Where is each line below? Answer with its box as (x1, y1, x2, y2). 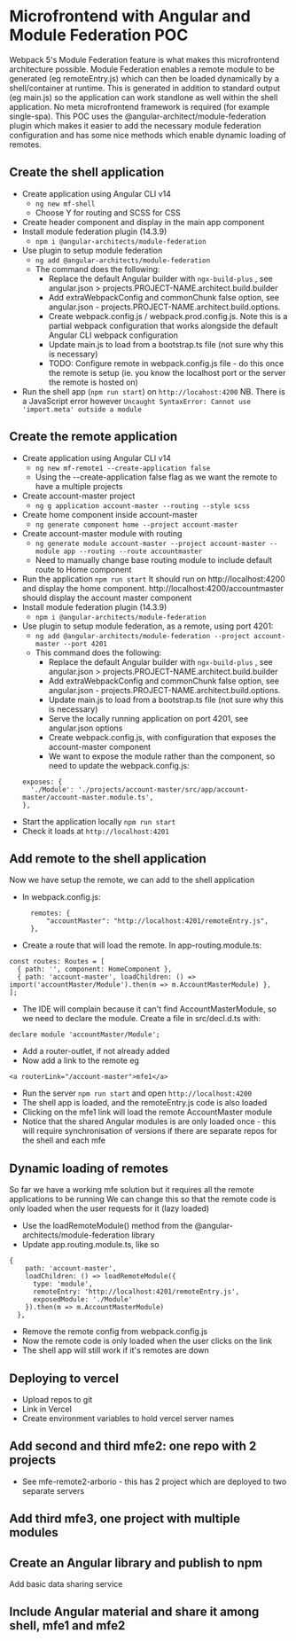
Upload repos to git (21, 1395, 93, 1404)
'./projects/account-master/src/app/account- (78, 785, 249, 794)
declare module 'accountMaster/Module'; (9, 1030, 161, 1039)
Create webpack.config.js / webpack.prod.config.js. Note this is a (48, 310, 288, 321)
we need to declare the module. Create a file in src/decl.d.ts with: (21, 1013, 261, 1024)
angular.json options (48, 723, 123, 733)
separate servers (21, 1485, 85, 1496)
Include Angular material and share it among (9, 1605, 260, 1620)
